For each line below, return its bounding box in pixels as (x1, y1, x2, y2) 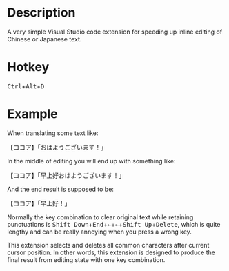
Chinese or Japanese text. (7, 34, 82, 43)
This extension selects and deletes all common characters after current (7, 241, 210, 249)
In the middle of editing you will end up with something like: (7, 157, 176, 165)
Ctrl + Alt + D (7, 81, 45, 90)
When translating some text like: (7, 129, 99, 137)
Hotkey (7, 59, 50, 75)
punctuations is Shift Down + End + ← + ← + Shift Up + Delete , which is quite (7, 220, 221, 228)
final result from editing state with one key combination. (7, 255, 166, 263)
